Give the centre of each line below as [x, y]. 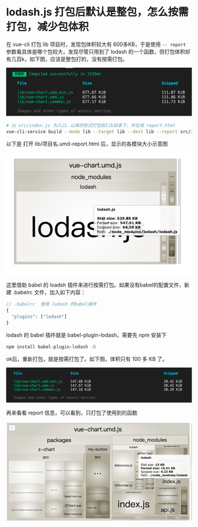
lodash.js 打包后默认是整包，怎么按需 [98, 12]
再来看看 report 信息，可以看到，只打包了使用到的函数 [72, 413]
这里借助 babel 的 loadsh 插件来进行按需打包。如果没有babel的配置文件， [95, 285]
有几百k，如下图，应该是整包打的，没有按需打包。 [67, 59]
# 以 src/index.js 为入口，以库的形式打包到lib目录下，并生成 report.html [91, 126]
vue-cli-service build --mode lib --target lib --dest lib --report [92, 132]
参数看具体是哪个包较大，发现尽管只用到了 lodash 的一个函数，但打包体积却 [98, 51]
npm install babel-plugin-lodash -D [51, 347]
